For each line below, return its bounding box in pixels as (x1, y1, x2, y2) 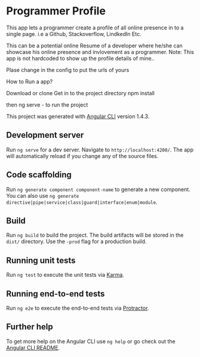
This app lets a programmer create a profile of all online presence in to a (6, 24, 184, 31)
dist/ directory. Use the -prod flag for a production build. (6, 238, 147, 245)
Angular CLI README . (6, 344, 60, 351)
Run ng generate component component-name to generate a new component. (6, 186, 191, 193)
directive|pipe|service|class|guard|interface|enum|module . (6, 198, 158, 205)
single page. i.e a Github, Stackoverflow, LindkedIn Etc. (6, 30, 141, 37)
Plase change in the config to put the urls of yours (6, 66, 130, 73)
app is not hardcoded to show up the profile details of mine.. (6, 55, 155, 62)
